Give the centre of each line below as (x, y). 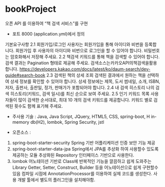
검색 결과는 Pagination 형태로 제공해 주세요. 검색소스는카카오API (67, 63)
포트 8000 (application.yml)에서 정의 (49, 34)
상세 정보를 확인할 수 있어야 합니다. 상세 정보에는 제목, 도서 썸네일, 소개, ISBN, (85, 81)
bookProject (31, 9)
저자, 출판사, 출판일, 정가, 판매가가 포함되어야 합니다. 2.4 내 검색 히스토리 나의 (80, 87)
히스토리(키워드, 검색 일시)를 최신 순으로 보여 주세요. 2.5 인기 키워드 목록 (80, 93)
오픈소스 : (21, 132)
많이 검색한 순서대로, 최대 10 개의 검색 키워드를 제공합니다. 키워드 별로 (85, 100)
